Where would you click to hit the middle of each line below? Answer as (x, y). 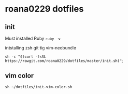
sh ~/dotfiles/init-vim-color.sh (39, 87)
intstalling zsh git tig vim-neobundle (41, 48)
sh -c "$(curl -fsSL (26, 57)
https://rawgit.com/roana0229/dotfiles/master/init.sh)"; (64, 61)
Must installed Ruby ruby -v (33, 38)
